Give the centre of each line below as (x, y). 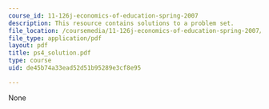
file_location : (34, 30)
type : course (30, 61)
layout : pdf (28, 46)
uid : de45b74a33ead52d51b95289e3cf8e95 (75, 68)
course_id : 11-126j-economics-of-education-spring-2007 (103, 16)
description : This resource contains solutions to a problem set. (121, 23)
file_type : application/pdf (55, 38)
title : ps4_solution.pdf (50, 53)
